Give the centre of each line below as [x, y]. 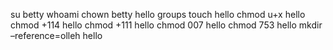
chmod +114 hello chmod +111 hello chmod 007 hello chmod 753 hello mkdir [166, 25]
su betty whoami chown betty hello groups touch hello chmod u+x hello [158, 14]
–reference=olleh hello [56, 35]
